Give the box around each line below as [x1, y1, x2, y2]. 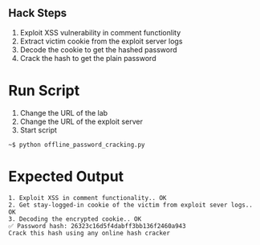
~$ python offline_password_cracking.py [8, 141, 146, 149]
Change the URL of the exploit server [19, 116, 143, 126]
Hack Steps [8, 6, 67, 20]
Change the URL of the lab [19, 108, 108, 117]
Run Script [8, 82, 80, 100]
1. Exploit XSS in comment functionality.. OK [8, 194, 167, 202]
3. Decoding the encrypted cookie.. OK [8, 214, 142, 223]
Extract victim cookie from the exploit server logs [19, 36, 183, 46]
